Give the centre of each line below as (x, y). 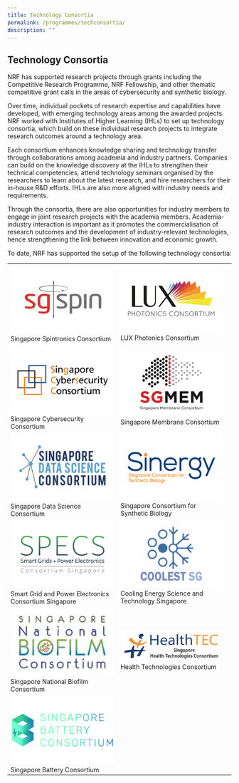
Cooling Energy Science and (162, 593)
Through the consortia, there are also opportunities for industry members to (118, 209)
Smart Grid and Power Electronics (60, 594)
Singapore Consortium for (159, 505)
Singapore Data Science (46, 507)
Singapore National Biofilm (49, 682)
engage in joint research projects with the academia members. (99, 217)
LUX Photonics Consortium (160, 338)
